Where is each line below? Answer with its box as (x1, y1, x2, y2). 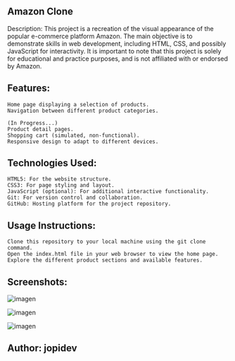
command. (7, 245, 33, 252)
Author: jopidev (7, 342, 77, 355)
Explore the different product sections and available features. (7, 257, 203, 264)
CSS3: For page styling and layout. (7, 182, 115, 189)
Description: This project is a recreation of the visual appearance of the (7, 24, 215, 32)
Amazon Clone (7, 6, 74, 18)
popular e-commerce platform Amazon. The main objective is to (7, 32, 193, 40)
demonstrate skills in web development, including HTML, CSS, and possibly (7, 39, 227, 48)
